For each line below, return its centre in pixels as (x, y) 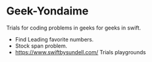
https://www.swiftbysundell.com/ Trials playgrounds (80, 52)
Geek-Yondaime (48, 11)
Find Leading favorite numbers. (54, 39)
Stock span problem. (41, 46)
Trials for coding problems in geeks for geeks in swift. (74, 28)
